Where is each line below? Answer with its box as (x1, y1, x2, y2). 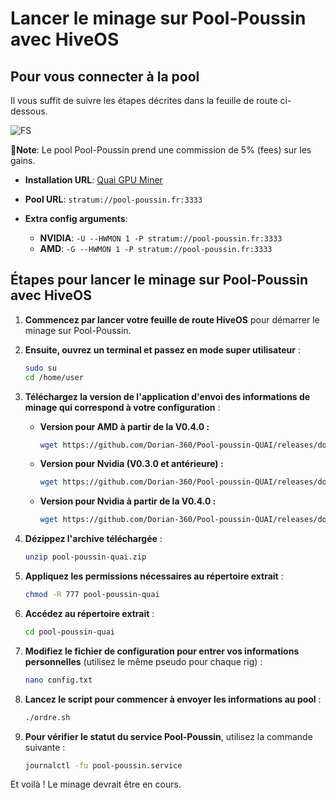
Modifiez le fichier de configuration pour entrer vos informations (24, 645, 300, 657)
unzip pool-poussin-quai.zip (24, 552, 147, 562)
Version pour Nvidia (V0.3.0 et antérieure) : (39, 458, 224, 470)
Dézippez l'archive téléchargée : (24, 533, 163, 545)
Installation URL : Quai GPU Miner (24, 174, 163, 186)
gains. (10, 155, 36, 166)
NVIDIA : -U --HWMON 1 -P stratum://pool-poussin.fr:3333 (39, 232, 283, 244)
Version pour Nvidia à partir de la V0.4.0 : (39, 495, 217, 507)
